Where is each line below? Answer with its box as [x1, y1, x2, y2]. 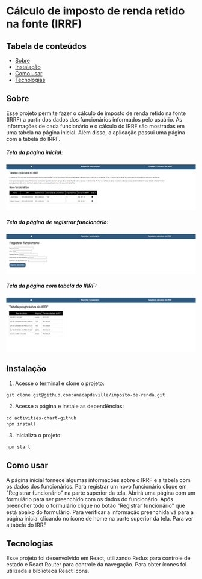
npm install [6, 421, 36, 427]
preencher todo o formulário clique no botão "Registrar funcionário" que [6, 502, 185, 509]
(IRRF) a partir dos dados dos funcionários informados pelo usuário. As [6, 116, 182, 123]
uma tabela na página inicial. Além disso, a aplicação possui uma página [6, 128, 185, 136]
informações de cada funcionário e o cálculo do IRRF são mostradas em [6, 122, 185, 130]
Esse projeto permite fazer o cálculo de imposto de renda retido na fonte [6, 110, 186, 117]
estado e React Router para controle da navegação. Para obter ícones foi [6, 561, 187, 568]
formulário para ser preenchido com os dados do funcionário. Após [6, 495, 173, 502]
